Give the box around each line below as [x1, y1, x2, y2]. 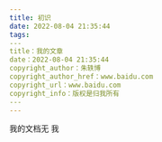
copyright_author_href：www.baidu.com [9, 72, 154, 81]
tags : [9, 30, 30, 39]
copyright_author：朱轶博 [9, 64, 102, 73]
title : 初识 [9, 13, 51, 23]
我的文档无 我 [9, 123, 59, 134]
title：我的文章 [9, 47, 64, 56]
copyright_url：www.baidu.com [9, 80, 121, 90]
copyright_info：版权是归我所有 [9, 89, 120, 98]
